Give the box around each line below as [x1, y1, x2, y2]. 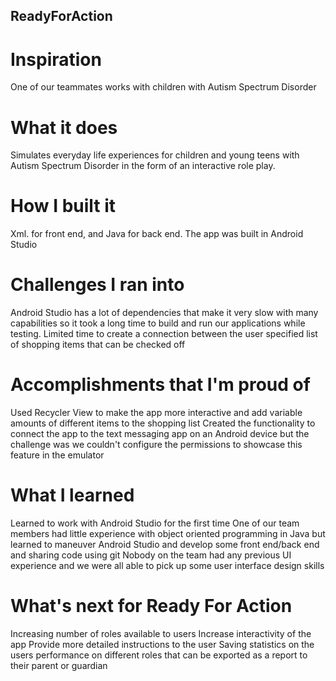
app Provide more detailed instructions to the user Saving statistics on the [10, 638, 315, 650]
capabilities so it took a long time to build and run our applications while [10, 317, 306, 329]
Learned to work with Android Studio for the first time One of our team [10, 517, 300, 529]
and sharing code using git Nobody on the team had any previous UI [10, 549, 292, 561]
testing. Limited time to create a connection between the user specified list [10, 328, 318, 340]
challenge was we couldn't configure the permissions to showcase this [10, 439, 303, 451]
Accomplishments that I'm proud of [10, 374, 311, 396]
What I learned [10, 484, 135, 507]
